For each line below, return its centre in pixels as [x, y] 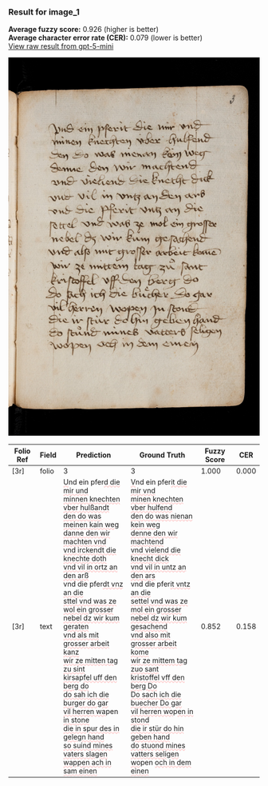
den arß [76, 576]
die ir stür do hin [157, 728]
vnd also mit [150, 635]
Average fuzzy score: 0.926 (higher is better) [84, 30]
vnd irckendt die [90, 550]
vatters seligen [155, 754]
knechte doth [85, 559]
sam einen [80, 771]
